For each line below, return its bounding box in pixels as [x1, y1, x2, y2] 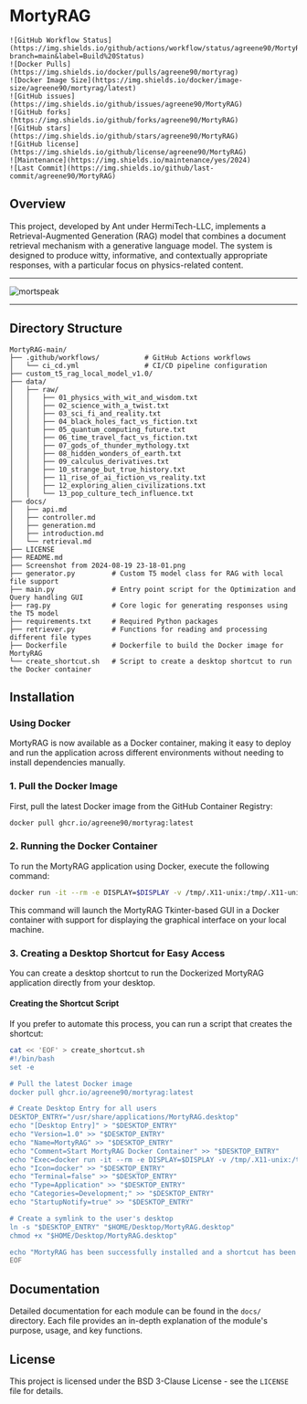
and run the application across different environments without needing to [9, 747, 284, 758]
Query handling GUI [9, 593, 84, 602]
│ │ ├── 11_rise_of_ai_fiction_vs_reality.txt [9, 472, 206, 482]
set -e [9, 1062, 35, 1071]
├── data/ [9, 376, 48, 386]
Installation [9, 689, 75, 704]
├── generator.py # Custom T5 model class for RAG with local [9, 568, 284, 578]
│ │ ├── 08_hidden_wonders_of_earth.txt [9, 449, 182, 458]
